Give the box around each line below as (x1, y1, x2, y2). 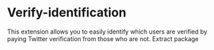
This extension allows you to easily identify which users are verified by (7, 27, 208, 36)
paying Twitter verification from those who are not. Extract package (7, 34, 199, 42)
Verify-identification (7, 5, 127, 21)
